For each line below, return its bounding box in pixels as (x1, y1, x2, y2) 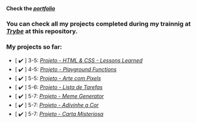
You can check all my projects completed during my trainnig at (6, 20, 191, 28)
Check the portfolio (6, 5, 56, 12)
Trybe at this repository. (6, 27, 78, 35)
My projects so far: (6, 43, 63, 51)
